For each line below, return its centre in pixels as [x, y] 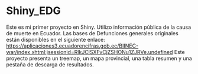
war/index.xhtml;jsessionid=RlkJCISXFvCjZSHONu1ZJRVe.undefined [90, 52]
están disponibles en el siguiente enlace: [56, 39]
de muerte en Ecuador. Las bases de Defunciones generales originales [92, 33]
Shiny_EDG [33, 11]
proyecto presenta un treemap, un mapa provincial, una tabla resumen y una [99, 58]
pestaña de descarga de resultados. [50, 64]
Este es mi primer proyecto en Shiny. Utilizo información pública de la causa [98, 27]
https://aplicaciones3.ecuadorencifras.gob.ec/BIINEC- [72, 46]
